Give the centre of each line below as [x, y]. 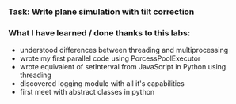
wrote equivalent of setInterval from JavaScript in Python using [123, 67]
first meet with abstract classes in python [87, 92]
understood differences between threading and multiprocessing [124, 50]
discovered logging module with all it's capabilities [102, 84]
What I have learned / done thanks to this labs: [99, 32]
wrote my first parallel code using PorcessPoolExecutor [110, 58]
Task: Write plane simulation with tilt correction [101, 12]
